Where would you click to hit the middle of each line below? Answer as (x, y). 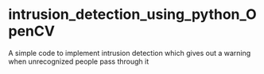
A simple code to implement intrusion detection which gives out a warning (130, 53)
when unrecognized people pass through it (79, 61)
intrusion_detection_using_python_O (132, 15)
